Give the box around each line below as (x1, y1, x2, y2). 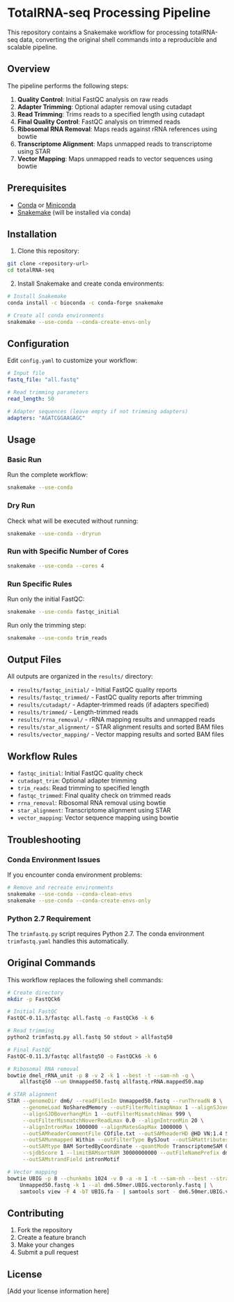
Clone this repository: (17, 246, 79, 256)
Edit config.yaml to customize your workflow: (7, 356, 138, 364)
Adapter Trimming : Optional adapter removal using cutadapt (17, 103, 192, 111)
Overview (7, 63, 51, 75)
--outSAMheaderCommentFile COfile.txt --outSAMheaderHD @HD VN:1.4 (22, 1130, 223, 1137)
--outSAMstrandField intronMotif (22, 1156, 120, 1163)
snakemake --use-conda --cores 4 (7, 562, 104, 570)
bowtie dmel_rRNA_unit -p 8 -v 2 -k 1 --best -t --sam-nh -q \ (7, 1072, 195, 1079)
